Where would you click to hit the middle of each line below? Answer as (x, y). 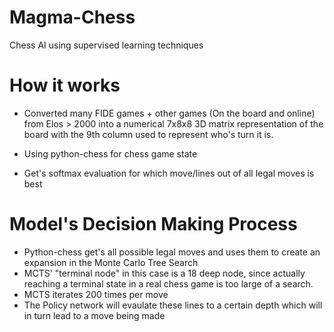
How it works (65, 85)
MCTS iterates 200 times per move (96, 294)
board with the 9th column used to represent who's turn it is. (148, 134)
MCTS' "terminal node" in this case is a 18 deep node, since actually (164, 273)
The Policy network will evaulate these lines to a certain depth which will (173, 305)
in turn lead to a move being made (94, 315)
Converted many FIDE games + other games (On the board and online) (169, 113)
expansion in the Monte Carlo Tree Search (111, 262)
